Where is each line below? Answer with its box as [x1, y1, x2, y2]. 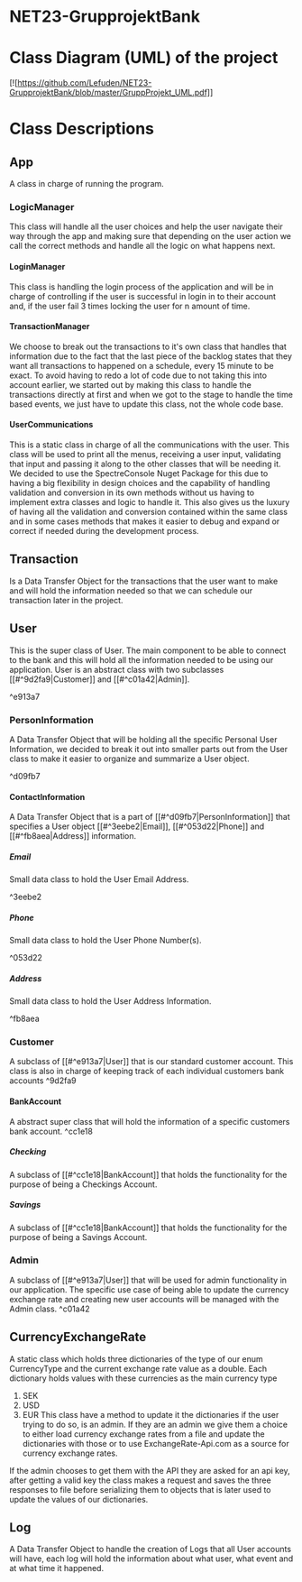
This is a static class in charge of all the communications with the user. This [9, 439, 290, 450]
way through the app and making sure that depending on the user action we [9, 231, 291, 242]
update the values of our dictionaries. [9, 1494, 149, 1504]
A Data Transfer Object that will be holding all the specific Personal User [9, 733, 278, 745]
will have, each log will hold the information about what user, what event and [9, 1553, 294, 1564]
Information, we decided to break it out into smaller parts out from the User [9, 743, 288, 754]
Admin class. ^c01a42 [9, 1303, 90, 1314]
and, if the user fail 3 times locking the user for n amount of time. [9, 300, 251, 311]
